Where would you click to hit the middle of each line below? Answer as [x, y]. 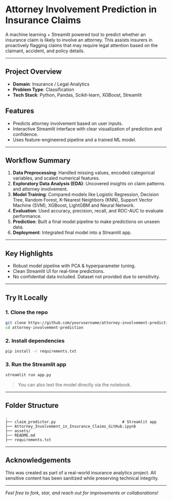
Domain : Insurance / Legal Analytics [51, 84]
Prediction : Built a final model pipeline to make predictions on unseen [86, 222]
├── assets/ [18, 431]
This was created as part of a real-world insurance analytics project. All [81, 472]
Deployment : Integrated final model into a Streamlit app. [72, 233]
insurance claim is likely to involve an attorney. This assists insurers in [79, 40]
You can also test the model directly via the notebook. [74, 384]
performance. [27, 216]
